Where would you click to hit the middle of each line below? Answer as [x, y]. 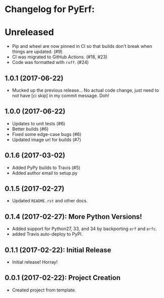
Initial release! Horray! [35, 262]
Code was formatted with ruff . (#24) [50, 62]
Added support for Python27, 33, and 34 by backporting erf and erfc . [84, 229]
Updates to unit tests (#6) [38, 123]
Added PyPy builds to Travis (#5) [46, 168]
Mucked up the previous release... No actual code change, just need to [86, 90]
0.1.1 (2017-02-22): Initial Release [58, 250]
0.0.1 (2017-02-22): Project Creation [63, 278]
